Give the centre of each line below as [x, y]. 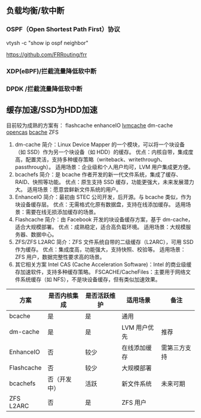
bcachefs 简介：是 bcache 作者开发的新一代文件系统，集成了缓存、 [98, 175]
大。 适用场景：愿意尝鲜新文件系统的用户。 [68, 190]
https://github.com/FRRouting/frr [47, 54]
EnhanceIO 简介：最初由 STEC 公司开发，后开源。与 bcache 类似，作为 [103, 197]
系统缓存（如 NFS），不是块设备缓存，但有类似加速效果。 [90, 279]
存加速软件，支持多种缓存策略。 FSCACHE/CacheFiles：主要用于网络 [100, 272]
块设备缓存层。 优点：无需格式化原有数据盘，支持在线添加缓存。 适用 [100, 205]
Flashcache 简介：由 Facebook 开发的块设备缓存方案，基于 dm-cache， [104, 219]
